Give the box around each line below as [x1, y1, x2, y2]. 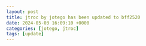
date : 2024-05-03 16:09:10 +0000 [6, 20, 90, 26]
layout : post [6, 8, 39, 15]
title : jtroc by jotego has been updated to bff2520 [6, 14, 141, 20]
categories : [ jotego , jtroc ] [6, 25, 79, 32]
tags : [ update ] [6, 31, 44, 37]
